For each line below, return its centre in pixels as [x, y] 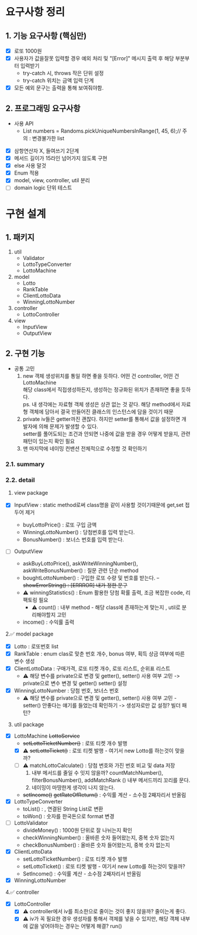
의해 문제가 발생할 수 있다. [68, 427]
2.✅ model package [29, 634]
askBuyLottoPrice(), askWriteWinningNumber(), [80, 563]
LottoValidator [31, 823]
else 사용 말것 [30, 166]
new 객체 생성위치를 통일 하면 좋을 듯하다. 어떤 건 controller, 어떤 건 [101, 376]
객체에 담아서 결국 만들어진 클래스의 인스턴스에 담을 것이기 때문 [101, 412]
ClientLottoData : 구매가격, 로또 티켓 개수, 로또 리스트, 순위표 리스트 [92, 668]
